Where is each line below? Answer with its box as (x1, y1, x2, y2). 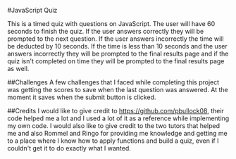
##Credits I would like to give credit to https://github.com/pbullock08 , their (7, 107, 224, 115)
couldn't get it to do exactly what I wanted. (7, 144, 132, 152)
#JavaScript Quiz (7, 6, 58, 14)
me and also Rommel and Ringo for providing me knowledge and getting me (7, 129, 228, 137)
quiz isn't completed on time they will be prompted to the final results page (7, 57, 225, 65)
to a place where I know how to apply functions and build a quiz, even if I (7, 136, 219, 145)
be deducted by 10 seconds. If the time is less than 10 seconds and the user (7, 42, 228, 50)
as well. (7, 65, 30, 72)
